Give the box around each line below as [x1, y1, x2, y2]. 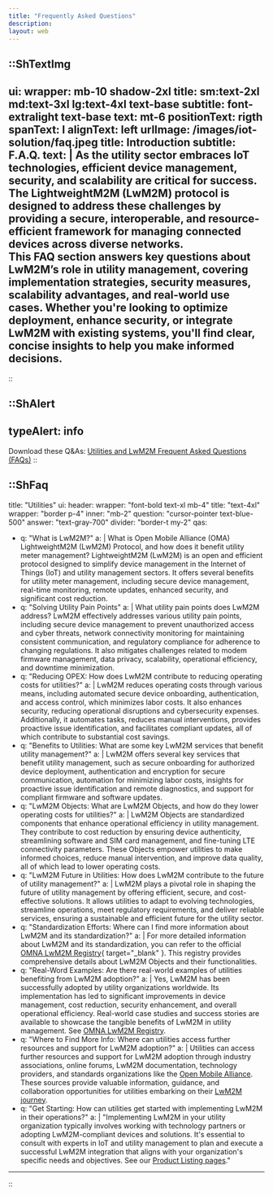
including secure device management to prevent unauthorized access [19, 619, 254, 629]
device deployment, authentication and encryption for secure [19, 766, 226, 776]
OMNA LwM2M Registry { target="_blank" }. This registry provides [19, 948, 241, 957]
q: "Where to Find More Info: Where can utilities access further [19, 1034, 231, 1044]
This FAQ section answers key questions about [8, 250, 251, 264]
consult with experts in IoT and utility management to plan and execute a [19, 1138, 264, 1148]
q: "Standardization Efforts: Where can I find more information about [19, 922, 249, 931]
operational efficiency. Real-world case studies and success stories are [19, 1008, 260, 1018]
